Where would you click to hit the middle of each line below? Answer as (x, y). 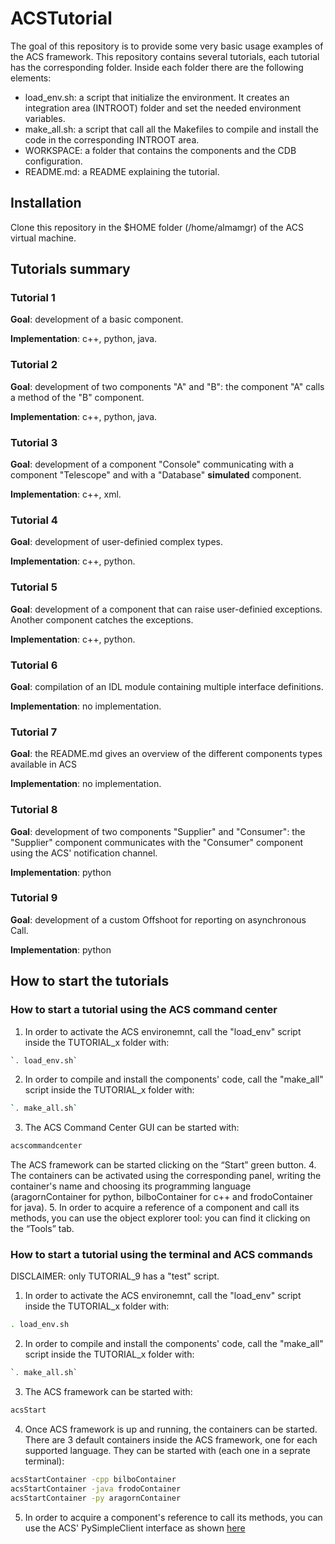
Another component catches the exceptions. (102, 619)
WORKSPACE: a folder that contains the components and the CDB (160, 150)
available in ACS (44, 764)
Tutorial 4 (34, 520)
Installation (46, 203)
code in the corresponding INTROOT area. (112, 139)
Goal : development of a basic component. (97, 319)
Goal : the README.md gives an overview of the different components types (166, 754)
